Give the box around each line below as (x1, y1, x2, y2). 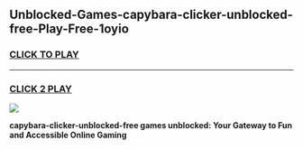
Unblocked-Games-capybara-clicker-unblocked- (9, 7, 293, 23)
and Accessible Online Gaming (9, 129, 127, 140)
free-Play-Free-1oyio (9, 22, 129, 37)
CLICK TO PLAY (9, 49, 79, 61)
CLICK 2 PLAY (9, 82, 72, 95)
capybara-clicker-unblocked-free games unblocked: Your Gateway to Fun (9, 119, 293, 130)
